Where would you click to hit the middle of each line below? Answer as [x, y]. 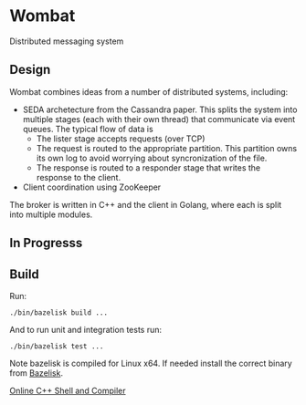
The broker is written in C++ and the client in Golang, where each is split [146, 204]
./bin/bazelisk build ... [58, 312]
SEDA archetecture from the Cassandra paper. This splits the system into [160, 109]
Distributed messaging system [67, 41]
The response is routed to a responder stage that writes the [148, 167]
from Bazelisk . [37, 373]
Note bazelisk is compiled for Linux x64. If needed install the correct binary [151, 363]
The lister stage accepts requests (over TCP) [121, 139]
